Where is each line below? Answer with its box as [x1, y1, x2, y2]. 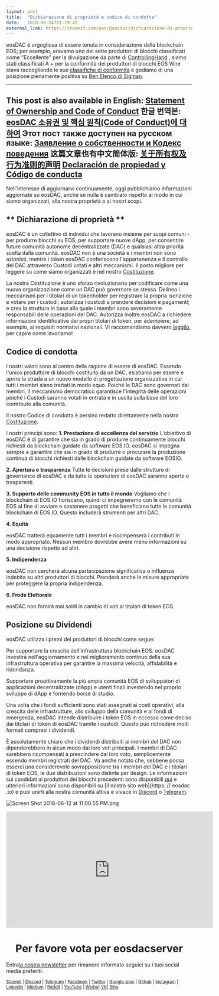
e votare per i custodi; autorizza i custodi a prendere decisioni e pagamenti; [6, 298, 190, 305]
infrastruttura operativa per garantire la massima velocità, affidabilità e [6, 660, 177, 667]
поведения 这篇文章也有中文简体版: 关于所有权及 [6, 148, 187, 158]
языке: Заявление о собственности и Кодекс [6, 138, 182, 148]
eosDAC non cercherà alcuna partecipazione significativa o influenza [6, 567, 174, 574]
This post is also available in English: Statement [6, 95, 185, 105]
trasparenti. [6, 478, 34, 485]
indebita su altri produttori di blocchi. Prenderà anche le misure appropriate [6, 573, 189, 580]
